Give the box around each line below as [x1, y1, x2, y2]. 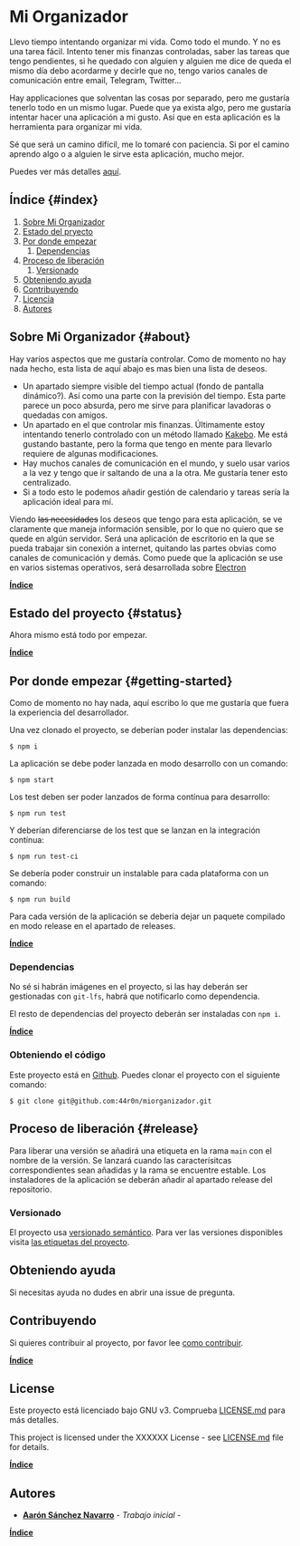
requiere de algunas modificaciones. [22, 448, 159, 459]
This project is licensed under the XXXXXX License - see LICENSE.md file [9, 1432, 285, 1443]
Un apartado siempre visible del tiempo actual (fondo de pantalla [22, 381, 265, 391]
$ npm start [9, 776, 54, 785]
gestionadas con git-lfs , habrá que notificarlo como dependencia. [9, 990, 260, 1002]
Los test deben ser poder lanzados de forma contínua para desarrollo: [9, 791, 271, 803]
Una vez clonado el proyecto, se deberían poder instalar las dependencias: [9, 725, 289, 736]
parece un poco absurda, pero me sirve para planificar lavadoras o [22, 400, 271, 411]
